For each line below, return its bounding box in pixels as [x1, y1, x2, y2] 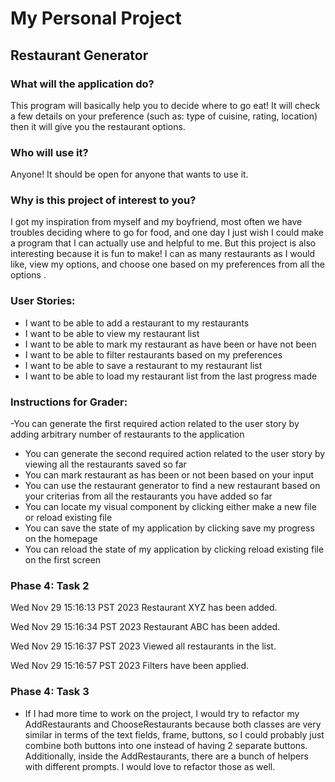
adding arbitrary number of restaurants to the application [10, 428, 245, 441]
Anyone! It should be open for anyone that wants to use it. [10, 168, 249, 181]
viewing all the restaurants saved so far [24, 458, 187, 471]
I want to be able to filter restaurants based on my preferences [24, 348, 283, 361]
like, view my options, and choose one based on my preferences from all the [10, 258, 325, 271]
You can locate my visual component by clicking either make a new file [24, 501, 317, 513]
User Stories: [10, 294, 76, 308]
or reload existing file [24, 512, 113, 524]
